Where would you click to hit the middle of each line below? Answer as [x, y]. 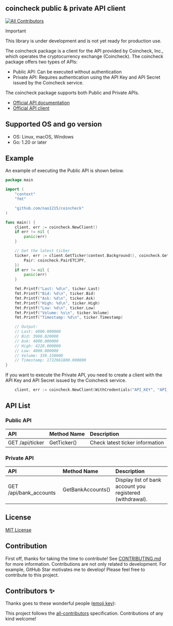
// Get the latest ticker [42, 251]
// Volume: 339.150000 [39, 355]
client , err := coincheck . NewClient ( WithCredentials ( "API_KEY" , [85, 390]
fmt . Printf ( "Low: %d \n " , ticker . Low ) [55, 308]
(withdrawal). [132, 499]
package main [19, 180]
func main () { [21, 222]
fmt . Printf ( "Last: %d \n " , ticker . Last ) [57, 289]
